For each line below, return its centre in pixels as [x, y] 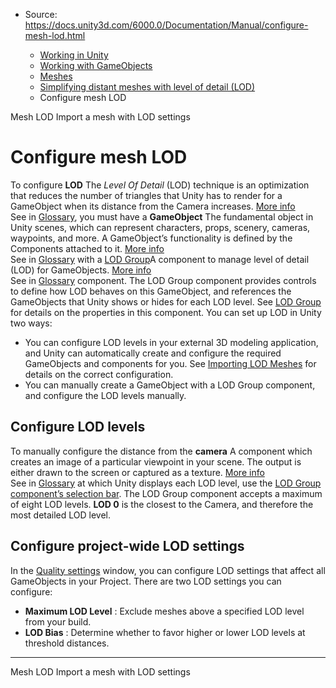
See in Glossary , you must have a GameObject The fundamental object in [162, 216]
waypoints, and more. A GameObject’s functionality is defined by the [151, 238]
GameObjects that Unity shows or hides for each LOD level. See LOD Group [166, 301]
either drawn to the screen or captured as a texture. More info [137, 472]
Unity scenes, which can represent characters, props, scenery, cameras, [160, 227]
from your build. [58, 621]
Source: [41, 14]
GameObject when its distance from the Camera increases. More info [153, 206]
